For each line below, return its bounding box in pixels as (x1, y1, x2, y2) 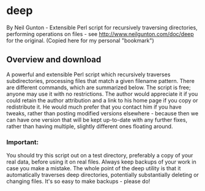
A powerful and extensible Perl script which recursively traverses (6, 71, 171, 78)
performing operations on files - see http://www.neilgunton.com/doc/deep (6, 30, 194, 37)
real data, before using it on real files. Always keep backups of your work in (6, 158, 197, 165)
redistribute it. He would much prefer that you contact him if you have (6, 103, 182, 110)
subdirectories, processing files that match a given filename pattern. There (6, 77, 195, 84)
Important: (6, 138, 39, 146)
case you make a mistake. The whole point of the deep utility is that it (6, 165, 181, 172)
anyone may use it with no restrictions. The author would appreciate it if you (6, 90, 198, 98)
